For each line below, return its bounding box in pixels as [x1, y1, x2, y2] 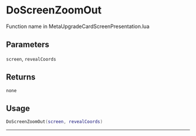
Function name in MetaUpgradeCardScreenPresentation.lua [6, 23, 150, 30]
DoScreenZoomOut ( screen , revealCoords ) [6, 119, 103, 125]
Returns [6, 72, 36, 82]
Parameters [6, 40, 50, 50]
